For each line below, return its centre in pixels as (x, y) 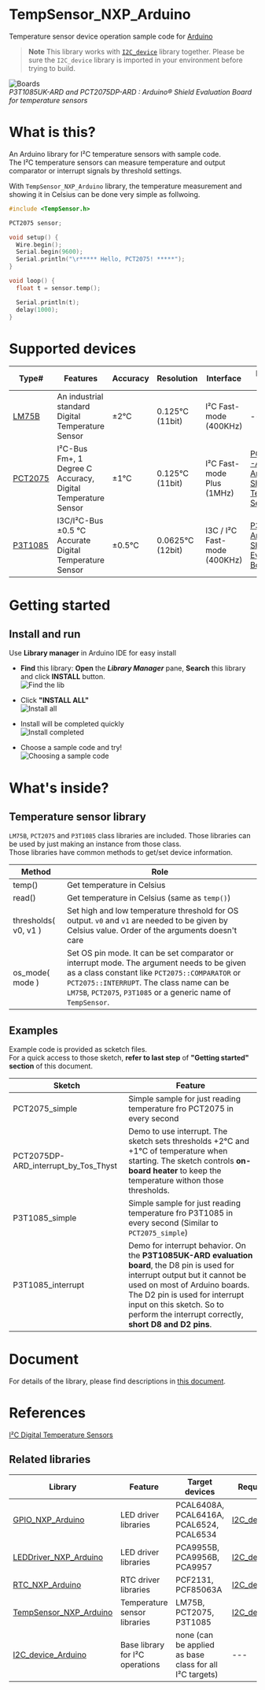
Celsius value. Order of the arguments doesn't (152, 930)
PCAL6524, (197, 1525)
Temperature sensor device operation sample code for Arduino (111, 36)
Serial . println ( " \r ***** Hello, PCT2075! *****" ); (101, 259)
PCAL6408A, (200, 1505)
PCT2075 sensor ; (35, 223)
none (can (194, 1635)
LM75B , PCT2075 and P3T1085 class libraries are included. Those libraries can (130, 836)
